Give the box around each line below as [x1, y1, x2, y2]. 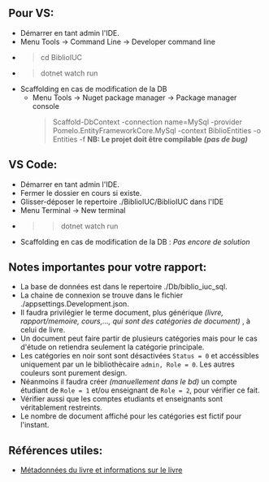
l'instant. [20, 420, 50, 430]
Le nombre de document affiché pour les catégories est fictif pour [20, 411, 242, 421]
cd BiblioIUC [40, 52, 83, 62]
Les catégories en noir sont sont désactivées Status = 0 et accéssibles [20, 351, 259, 361]
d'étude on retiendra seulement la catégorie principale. [20, 342, 205, 352]
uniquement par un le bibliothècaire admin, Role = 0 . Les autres [20, 359, 236, 369]
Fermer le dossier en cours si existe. [20, 188, 142, 198]
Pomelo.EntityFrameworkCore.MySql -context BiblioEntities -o [52, 125, 262, 135]
